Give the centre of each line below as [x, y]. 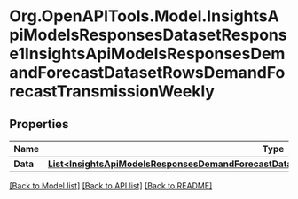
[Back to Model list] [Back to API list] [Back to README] [111, 186]
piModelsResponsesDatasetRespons [148, 35]
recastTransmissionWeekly [112, 92]
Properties [39, 124]
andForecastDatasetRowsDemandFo [147, 73]
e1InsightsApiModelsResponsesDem [147, 54]
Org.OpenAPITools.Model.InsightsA [144, 16]
